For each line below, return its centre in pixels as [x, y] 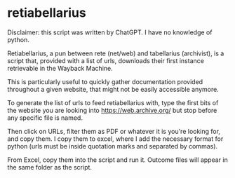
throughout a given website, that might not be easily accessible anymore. [113, 89]
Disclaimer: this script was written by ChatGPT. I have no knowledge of [110, 32]
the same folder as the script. [50, 167]
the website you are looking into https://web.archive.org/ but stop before [112, 110]
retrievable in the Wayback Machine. [60, 68]
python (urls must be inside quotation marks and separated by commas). [113, 146]
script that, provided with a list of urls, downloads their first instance [106, 60]
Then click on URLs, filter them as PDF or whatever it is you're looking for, [114, 131]
